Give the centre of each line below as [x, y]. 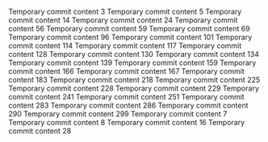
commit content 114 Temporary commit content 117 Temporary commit [125, 46]
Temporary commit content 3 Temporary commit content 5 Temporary [125, 12]
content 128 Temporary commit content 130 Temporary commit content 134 [134, 54]
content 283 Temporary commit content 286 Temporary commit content [128, 105]
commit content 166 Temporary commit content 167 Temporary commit [126, 71]
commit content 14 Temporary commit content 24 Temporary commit [123, 20]
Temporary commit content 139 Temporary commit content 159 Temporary [132, 63]
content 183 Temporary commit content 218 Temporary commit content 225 [134, 80]
